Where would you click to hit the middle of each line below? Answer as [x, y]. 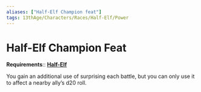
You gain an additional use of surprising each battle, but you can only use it [101, 76]
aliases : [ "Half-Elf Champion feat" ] [54, 12]
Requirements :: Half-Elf [37, 65]
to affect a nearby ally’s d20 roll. [46, 83]
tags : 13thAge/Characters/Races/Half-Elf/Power [68, 18]
